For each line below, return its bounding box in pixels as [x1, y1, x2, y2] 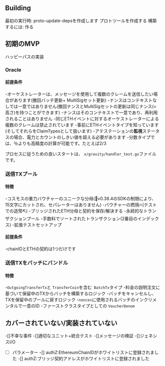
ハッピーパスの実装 [5, 54, 44, 60]
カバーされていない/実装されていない [5, 319, 117, 327]
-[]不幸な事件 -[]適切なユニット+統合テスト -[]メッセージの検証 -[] [5, 333, 140, 339]
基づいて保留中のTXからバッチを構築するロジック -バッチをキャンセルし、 [5, 291, 157, 296]
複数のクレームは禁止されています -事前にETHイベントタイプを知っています [5, 122, 159, 128]
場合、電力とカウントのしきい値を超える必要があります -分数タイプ [13, 134, 151, 140]
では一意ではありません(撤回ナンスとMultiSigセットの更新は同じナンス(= [9, 103, 157, 109]
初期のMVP [5, 39, 40, 48]
